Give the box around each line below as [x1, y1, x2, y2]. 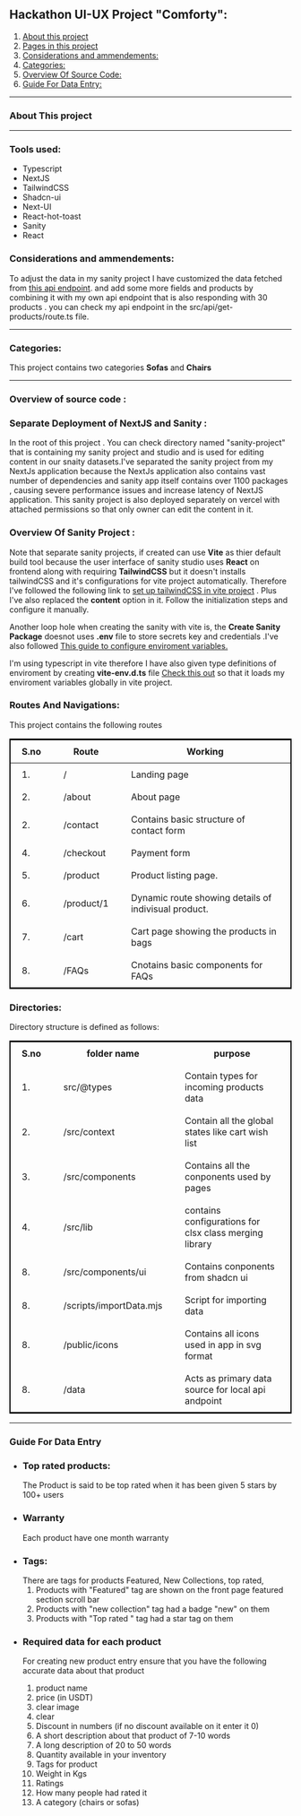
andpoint [185, 1395, 222, 1407]
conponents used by [185, 1171, 271, 1183]
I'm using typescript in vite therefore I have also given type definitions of [9, 658, 277, 669]
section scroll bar [35, 1594, 100, 1604]
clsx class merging [185, 1227, 264, 1240]
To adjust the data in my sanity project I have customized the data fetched [9, 272, 283, 283]
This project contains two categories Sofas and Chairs [9, 362, 212, 373]
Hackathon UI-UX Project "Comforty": [9, 7, 228, 22]
